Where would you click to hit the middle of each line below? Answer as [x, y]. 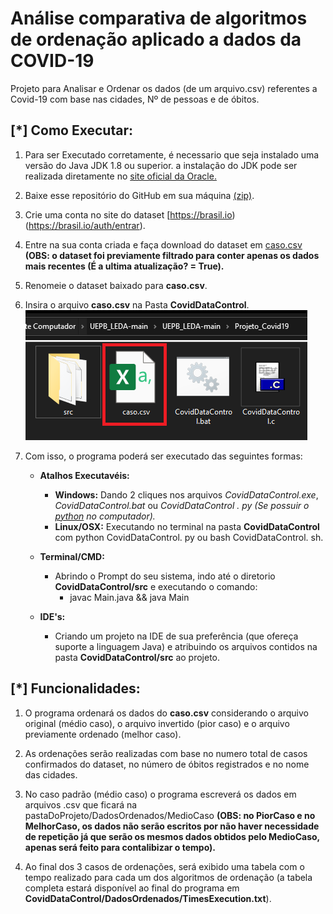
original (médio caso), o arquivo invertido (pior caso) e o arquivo [157, 723]
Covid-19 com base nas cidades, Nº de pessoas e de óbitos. [135, 99]
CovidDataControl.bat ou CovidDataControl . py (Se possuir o [182, 505]
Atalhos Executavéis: [84, 475]
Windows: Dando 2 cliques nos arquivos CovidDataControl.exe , [186, 494]
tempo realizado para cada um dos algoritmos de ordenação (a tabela [168, 877]
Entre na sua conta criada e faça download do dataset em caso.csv [163, 244]
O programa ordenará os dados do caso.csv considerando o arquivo [166, 713]
